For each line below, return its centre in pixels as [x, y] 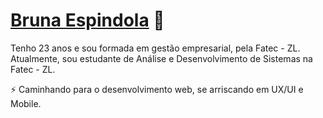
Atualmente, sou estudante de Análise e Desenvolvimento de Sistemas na [161, 58]
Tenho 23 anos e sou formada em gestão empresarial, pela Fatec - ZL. [155, 48]
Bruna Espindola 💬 [87, 20]
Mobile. [26, 103]
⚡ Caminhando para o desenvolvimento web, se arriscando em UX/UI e [157, 89]
